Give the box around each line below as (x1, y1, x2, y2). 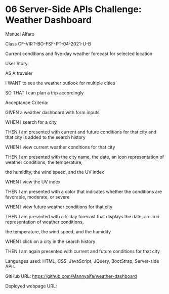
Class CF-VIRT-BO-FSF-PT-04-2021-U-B (5, 40, 91, 46)
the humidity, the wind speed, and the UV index (5, 169, 104, 175)
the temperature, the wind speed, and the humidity (5, 228, 111, 234)
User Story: (5, 60, 29, 66)
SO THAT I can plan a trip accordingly (5, 89, 84, 95)
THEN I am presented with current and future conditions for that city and (5, 129, 157, 135)
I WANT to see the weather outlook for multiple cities (5, 80, 115, 86)
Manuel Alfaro (5, 31, 34, 37)
